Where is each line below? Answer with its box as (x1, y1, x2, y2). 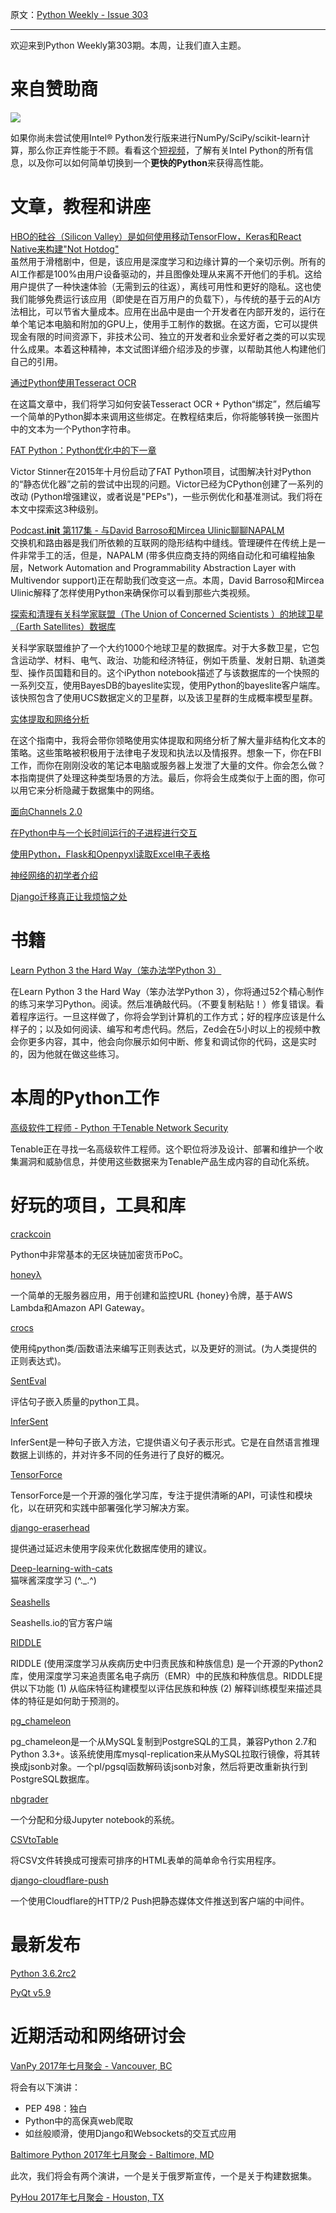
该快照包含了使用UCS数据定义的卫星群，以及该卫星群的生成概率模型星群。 (10, 691, 318, 703)
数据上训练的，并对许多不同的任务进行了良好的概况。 (10, 1448, 230, 1460)
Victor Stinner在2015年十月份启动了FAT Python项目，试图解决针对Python (10, 465, 312, 477)
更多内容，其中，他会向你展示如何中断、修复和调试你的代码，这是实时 (27, 1035, 317, 1047)
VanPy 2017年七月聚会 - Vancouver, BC (10, 2059, 173, 2072)
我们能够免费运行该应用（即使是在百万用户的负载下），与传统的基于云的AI (10, 293, 313, 305)
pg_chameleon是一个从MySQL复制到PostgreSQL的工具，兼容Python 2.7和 (10, 1735, 317, 1747)
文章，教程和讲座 (10, 196, 152, 218)
